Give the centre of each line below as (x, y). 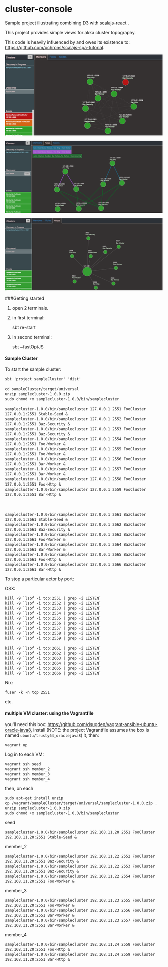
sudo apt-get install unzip (34, 798)
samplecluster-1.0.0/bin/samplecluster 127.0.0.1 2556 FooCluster (76, 459)
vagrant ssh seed (23, 764)
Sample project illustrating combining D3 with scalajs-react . (67, 23)
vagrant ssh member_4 (28, 779)
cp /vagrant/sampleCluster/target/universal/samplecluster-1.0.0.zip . (81, 803)
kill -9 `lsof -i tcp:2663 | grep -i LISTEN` (53, 659)
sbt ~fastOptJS (28, 347)
